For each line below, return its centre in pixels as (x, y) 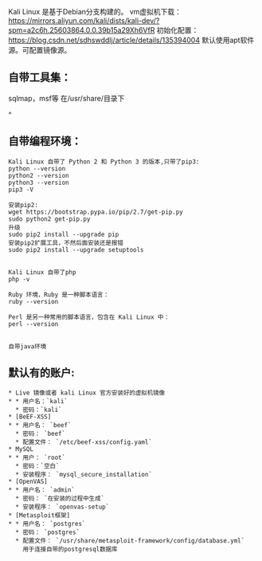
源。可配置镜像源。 (40, 50)
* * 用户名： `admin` (42, 490)
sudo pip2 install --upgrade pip (64, 234)
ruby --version (33, 301)
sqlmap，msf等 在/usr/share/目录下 (66, 98)
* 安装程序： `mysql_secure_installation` (84, 475)
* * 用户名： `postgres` (47, 524)
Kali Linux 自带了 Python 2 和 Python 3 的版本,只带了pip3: (104, 162)
